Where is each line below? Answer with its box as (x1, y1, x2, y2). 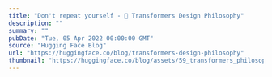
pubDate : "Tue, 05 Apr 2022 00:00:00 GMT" (8, 34, 154, 43)
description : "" (8, 19, 63, 27)
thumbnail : (8, 57, 45, 65)
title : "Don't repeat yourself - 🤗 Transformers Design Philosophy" (8, 11, 244, 20)
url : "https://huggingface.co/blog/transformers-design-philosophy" (8, 49, 244, 57)
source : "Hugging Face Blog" (8, 42, 107, 50)
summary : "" (8, 26, 49, 34)
